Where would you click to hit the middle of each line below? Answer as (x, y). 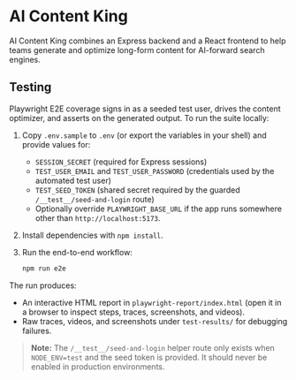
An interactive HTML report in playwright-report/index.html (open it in (152, 302)
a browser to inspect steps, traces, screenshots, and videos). (133, 312)
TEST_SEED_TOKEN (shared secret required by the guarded (137, 190)
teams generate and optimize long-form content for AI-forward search (137, 49)
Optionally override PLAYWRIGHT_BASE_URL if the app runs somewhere (159, 209)
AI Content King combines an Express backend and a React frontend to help (148, 41)
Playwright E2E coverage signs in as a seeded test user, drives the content (145, 109)
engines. (25, 59)
